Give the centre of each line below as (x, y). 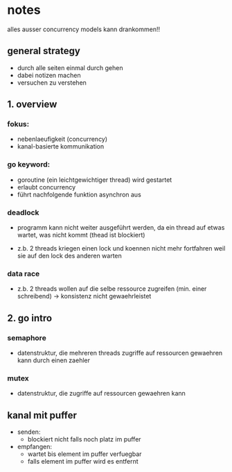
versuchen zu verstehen (52, 83)
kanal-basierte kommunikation (61, 146)
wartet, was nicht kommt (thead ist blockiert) (81, 235)
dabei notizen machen (49, 75)
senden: (29, 432)
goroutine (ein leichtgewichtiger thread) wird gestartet (95, 180)
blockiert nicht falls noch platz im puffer (84, 439)
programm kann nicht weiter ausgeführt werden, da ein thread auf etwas (121, 228)
